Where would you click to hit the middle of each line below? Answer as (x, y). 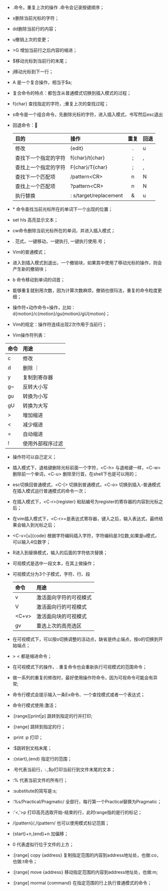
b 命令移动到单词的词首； (39, 280)
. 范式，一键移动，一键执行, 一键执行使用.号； (59, 241)
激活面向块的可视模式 (61, 616)
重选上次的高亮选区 (59, 626)
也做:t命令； (25, 861)
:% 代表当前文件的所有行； (40, 780)
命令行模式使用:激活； (35, 705)
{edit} (77, 148)
